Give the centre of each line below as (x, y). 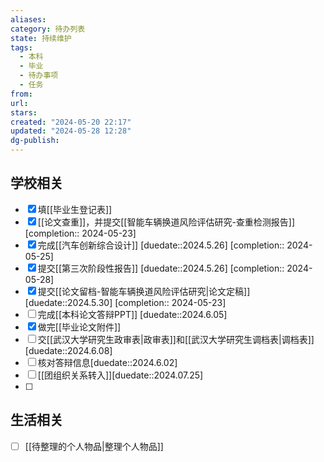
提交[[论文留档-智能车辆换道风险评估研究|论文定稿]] (144, 291)
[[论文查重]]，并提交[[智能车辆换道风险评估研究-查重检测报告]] (166, 222)
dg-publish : (35, 141)
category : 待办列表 (48, 29)
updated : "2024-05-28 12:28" (71, 131)
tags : (21, 47)
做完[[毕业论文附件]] (79, 327)
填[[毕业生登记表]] (75, 209)
